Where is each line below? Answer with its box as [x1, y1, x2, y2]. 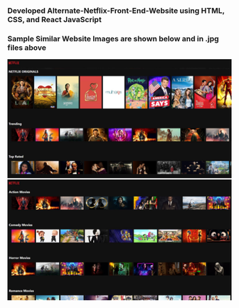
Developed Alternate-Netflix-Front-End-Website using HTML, [7, 6, 225, 16]
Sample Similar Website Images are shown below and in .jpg [7, 34, 219, 43]
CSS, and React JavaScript [7, 14, 102, 24]
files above [7, 42, 47, 52]
